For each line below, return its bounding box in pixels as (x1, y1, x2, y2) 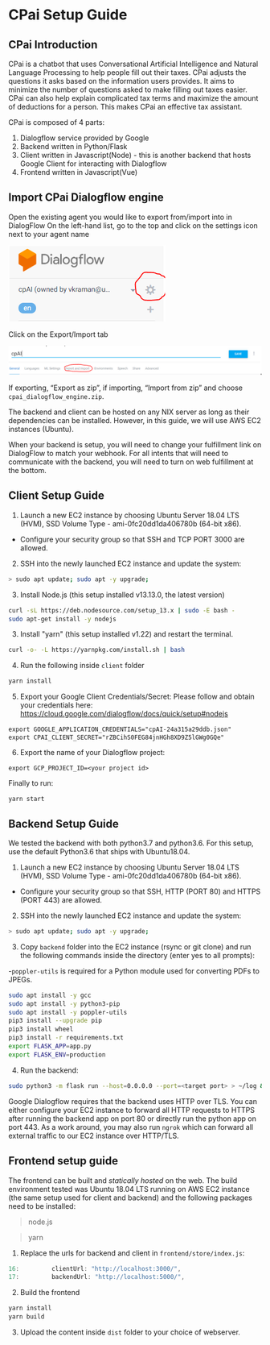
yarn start (8, 795, 45, 803)
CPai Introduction (8, 38, 98, 52)
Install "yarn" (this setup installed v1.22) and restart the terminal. (19, 629, 234, 639)
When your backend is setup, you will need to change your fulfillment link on (8, 439, 262, 449)
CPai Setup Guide (8, 6, 128, 24)
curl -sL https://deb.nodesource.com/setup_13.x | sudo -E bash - (8, 606, 235, 614)
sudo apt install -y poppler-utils (8, 1008, 128, 1016)
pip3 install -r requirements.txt (8, 1034, 125, 1042)
